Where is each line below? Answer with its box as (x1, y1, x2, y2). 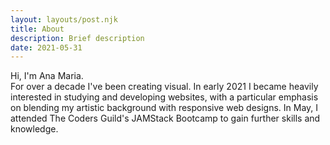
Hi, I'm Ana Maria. (10, 70, 84, 82)
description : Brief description (10, 33, 145, 43)
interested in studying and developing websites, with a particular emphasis (10, 91, 319, 103)
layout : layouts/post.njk (10, 14, 118, 25)
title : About (10, 24, 65, 34)
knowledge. (10, 123, 59, 135)
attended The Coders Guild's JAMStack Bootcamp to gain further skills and (10, 112, 321, 125)
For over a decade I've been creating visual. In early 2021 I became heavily (10, 81, 319, 93)
